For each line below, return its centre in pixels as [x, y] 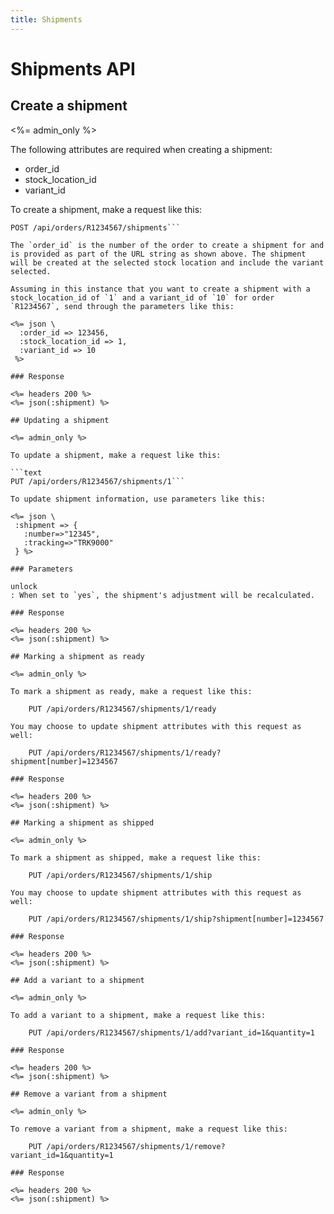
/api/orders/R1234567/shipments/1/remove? [136, 1146]
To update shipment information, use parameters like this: [138, 499]
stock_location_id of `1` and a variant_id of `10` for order [142, 297]
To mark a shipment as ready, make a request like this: [131, 691]
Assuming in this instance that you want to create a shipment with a [160, 289]
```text [26, 472]
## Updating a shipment [60, 420]
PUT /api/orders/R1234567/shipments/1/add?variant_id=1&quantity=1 [171, 1032]
